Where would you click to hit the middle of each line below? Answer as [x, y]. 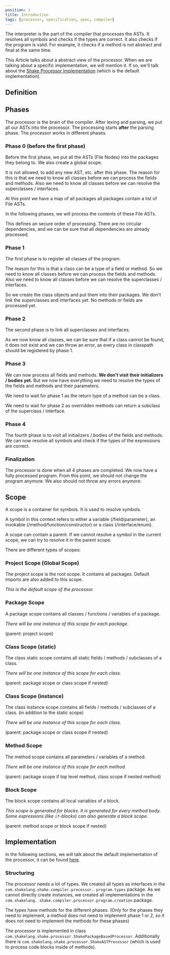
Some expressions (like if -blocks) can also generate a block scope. [77, 816]
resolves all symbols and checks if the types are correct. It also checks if [81, 39]
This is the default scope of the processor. [49, 590]
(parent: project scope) [29, 633]
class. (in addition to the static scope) [44, 713]
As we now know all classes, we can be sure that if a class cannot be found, [85, 340]
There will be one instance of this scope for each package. [67, 624]
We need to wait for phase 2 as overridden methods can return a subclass [83, 405]
